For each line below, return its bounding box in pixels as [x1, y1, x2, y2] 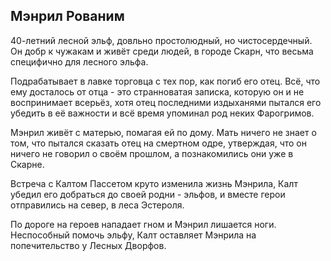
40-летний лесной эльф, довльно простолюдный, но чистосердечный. [10, 34, 313, 46]
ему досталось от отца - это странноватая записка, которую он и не [10, 85, 305, 98]
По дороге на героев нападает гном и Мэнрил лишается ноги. [10, 218, 277, 230]
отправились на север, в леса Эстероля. [10, 199, 185, 211]
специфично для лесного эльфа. [10, 55, 149, 68]
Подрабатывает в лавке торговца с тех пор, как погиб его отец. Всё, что [10, 75, 321, 87]
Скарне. [10, 158, 45, 170]
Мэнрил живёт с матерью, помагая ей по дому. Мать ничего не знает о [10, 126, 317, 138]
